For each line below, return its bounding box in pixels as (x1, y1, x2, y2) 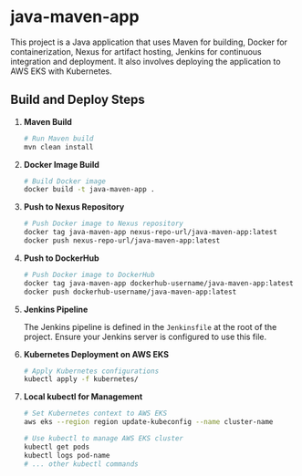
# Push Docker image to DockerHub (23, 270, 155, 279)
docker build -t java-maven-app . (23, 185, 155, 194)
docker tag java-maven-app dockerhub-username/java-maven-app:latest (23, 278, 295, 288)
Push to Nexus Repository (23, 202, 125, 212)
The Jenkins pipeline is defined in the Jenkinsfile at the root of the (23, 321, 277, 332)
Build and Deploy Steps (10, 92, 145, 108)
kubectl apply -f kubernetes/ (23, 375, 140, 384)
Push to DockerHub (23, 253, 99, 264)
